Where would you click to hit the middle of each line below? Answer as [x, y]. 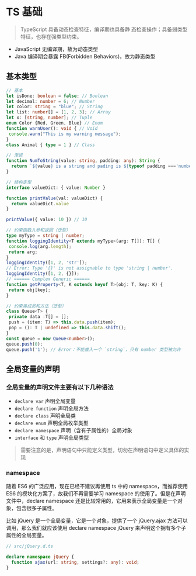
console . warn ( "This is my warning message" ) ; [65, 134]
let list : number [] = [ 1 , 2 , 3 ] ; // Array [58, 112]
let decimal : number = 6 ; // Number [50, 101]
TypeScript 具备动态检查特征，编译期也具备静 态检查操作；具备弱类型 [104, 29]
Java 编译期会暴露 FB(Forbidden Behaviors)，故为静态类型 [85, 56]
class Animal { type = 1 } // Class [50, 145]
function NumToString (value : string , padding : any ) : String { [83, 161]
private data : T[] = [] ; [38, 317]
